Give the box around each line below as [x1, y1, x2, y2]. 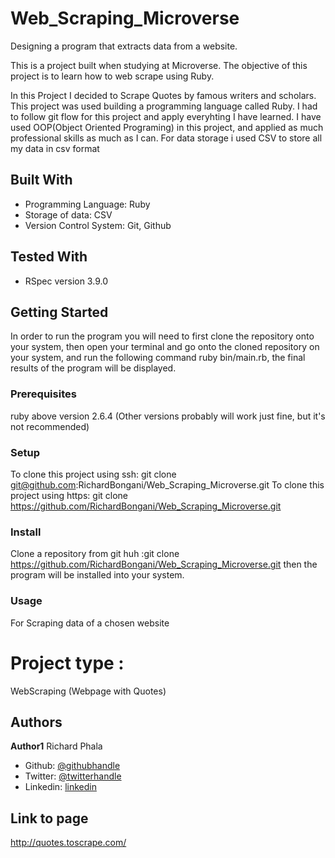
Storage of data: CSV [24, 208, 113, 221]
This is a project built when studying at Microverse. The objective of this [10, 59, 308, 71]
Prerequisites [10, 387, 77, 401]
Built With [10, 172, 73, 189]
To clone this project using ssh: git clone [10, 468, 177, 480]
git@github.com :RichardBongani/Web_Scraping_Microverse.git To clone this [10, 478, 325, 491]
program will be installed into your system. [10, 569, 185, 581]
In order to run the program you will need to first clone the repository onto [10, 330, 315, 342]
